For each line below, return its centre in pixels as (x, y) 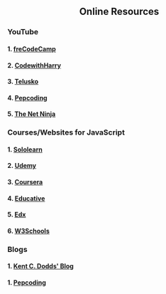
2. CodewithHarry (34, 65)
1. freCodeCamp (32, 48)
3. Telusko (23, 82)
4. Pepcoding (27, 98)
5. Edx (17, 215)
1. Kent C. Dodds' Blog (41, 266)
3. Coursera (25, 182)
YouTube (23, 32)
